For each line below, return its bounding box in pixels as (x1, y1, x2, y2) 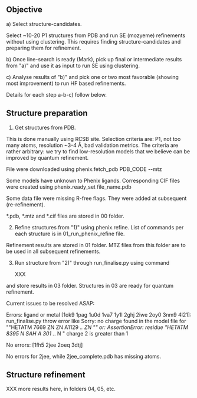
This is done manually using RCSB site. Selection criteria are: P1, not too (6, 135, 181, 142)
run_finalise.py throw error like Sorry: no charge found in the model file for (6, 317, 187, 324)
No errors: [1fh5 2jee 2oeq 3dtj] (6, 341, 83, 348)
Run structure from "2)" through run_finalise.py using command (14, 259, 170, 266)
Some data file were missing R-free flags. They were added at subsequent (6, 195, 187, 202)
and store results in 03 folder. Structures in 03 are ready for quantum (6, 282, 174, 289)
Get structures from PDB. (14, 124, 76, 131)
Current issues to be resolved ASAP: (6, 300, 95, 307)
